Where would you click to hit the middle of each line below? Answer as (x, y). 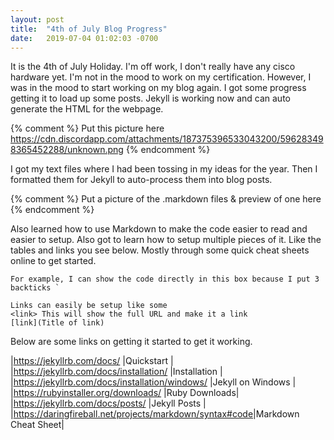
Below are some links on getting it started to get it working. (131, 342)
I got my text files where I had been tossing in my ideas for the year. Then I (164, 169)
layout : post (37, 19)
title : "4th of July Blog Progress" (89, 29)
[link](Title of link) (57, 323)
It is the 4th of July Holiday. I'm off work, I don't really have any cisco (153, 67)
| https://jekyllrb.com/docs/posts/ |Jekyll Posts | (108, 403)
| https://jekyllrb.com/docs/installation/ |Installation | (116, 372)
